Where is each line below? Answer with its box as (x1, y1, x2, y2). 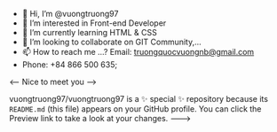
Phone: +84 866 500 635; (21, 59, 118, 70)
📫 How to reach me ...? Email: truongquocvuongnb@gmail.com (21, 47, 255, 57)
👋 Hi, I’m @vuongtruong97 (21, 9, 119, 19)
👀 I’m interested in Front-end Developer (21, 18, 167, 28)
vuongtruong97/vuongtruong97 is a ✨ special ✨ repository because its (9, 94, 269, 104)
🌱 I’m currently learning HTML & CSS (21, 27, 157, 37)
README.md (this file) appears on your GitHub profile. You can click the (9, 104, 262, 114)
